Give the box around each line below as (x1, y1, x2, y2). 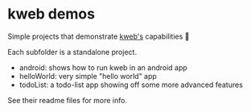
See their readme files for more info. (7, 95, 128, 105)
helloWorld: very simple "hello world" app (19, 71, 158, 81)
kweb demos (7, 5, 96, 23)
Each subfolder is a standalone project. (7, 47, 138, 56)
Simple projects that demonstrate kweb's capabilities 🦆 (7, 31, 190, 41)
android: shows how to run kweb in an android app (19, 62, 188, 73)
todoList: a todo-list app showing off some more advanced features (19, 80, 243, 89)
